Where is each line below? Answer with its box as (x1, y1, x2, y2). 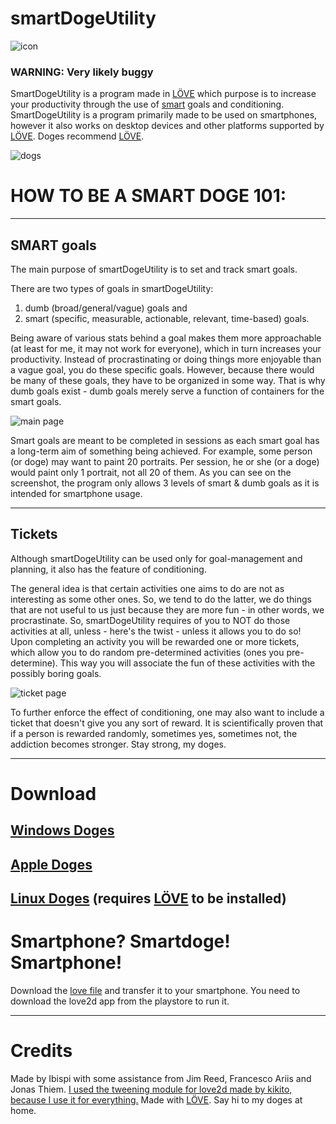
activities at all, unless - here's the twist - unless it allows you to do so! (10, 625, 302, 637)
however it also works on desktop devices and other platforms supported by (10, 120, 325, 132)
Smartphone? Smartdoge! (10, 930, 231, 953)
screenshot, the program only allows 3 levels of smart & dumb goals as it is (10, 477, 320, 489)
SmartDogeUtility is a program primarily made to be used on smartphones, (10, 109, 318, 121)
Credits (10, 1040, 73, 1062)
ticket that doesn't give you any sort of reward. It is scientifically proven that (10, 717, 324, 729)
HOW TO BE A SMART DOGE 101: (10, 185, 287, 207)
